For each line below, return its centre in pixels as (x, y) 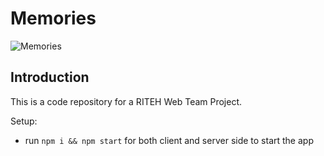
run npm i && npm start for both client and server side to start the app (169, 140)
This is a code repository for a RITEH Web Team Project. (126, 101)
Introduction (50, 77)
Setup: (24, 121)
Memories (53, 18)
